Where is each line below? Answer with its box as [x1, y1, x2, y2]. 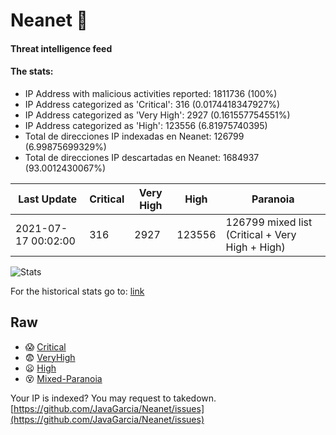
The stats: [10, 65, 54, 78]
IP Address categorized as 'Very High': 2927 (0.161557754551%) [24, 109, 291, 121]
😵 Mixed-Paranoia [24, 372, 103, 384]
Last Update [18, 192, 78, 206]
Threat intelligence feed [10, 42, 113, 54]
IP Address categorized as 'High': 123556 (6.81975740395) [24, 119, 268, 131]
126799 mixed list [225, 215, 313, 229]
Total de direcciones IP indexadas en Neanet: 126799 [24, 130, 245, 142]
